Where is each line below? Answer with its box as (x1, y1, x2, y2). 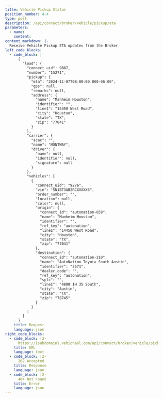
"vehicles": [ (26, 174, 55, 179)
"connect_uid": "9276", (35, 183, 83, 188)
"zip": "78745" (39, 295, 70, 301)
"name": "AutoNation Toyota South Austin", (39, 259, 130, 264)
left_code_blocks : (5, 48, 42, 52)
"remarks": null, (31, 88, 66, 93)
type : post (5, 16, 27, 21)
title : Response (14, 363, 47, 368)
